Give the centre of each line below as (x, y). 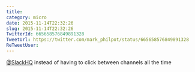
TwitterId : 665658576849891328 (45, 34)
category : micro (26, 17)
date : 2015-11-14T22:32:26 (40, 23)
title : (14, 12)
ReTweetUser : (22, 46)
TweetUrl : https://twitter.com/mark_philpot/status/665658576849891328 (97, 40)
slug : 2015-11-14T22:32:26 (40, 28)
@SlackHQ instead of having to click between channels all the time (89, 62)
